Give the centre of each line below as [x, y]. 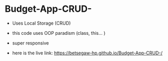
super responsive [30, 43]
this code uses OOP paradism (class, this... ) [59, 33]
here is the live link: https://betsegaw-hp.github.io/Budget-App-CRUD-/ [87, 53]
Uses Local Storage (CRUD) [41, 23]
